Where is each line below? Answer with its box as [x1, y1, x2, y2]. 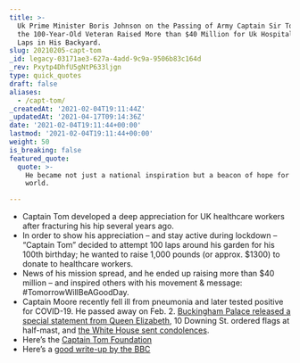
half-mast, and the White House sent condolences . [21, 325, 210, 335]
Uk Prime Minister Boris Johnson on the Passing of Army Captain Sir [17, 21, 281, 30]
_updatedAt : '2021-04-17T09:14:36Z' [9, 112, 146, 121]
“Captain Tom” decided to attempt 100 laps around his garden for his [21, 240, 275, 251]
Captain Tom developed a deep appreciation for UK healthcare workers [21, 211, 286, 222]
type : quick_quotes [9, 71, 82, 80]
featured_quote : [9, 153, 70, 163]
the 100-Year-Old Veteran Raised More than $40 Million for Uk [17, 29, 257, 38]
